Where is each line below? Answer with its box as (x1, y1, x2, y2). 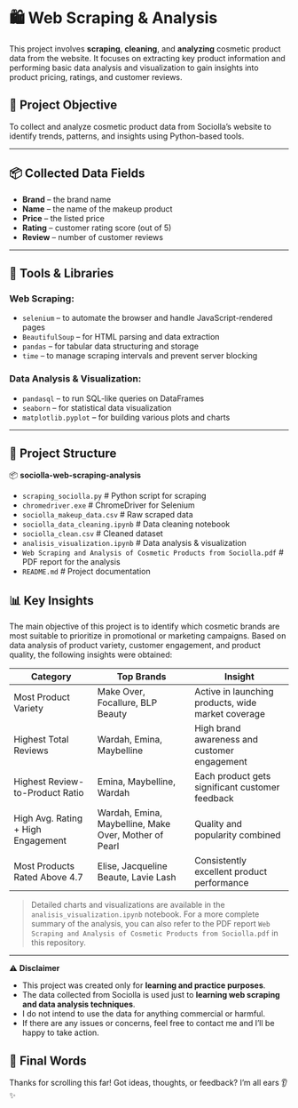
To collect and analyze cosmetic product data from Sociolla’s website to (9, 121, 272, 132)
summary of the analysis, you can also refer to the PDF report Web (30, 919, 271, 929)
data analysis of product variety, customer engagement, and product (9, 640, 261, 651)
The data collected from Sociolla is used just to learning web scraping (21, 990, 281, 1000)
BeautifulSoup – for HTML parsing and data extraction (21, 332, 220, 342)
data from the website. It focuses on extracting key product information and (9, 52, 286, 63)
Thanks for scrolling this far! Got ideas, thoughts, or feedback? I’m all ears (9, 1077, 279, 1088)
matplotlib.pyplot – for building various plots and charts (21, 412, 231, 422)
